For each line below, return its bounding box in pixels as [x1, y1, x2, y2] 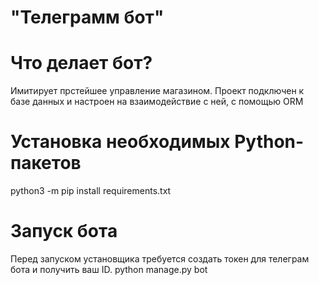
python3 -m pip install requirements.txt [10, 185, 172, 197]
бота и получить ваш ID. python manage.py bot [10, 264, 208, 275]
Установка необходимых [10, 131, 231, 153]
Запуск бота [10, 220, 118, 243]
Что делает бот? [10, 52, 153, 75]
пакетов [10, 152, 82, 175]
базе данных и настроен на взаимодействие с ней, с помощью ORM [10, 96, 304, 108]
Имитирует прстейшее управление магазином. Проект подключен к [10, 85, 305, 97]
